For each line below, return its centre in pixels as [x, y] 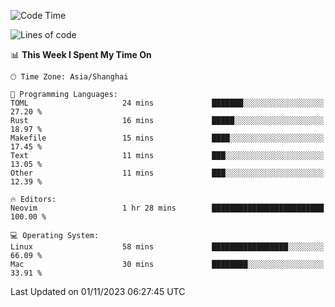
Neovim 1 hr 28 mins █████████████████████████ [167, 208]
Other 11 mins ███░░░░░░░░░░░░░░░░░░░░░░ [167, 173]
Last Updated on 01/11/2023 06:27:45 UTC [98, 291]
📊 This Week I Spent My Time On [81, 54]
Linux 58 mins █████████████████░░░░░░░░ [167, 247]
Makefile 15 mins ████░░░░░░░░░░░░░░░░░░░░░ [167, 138]
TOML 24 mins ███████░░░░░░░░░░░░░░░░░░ [167, 103]
